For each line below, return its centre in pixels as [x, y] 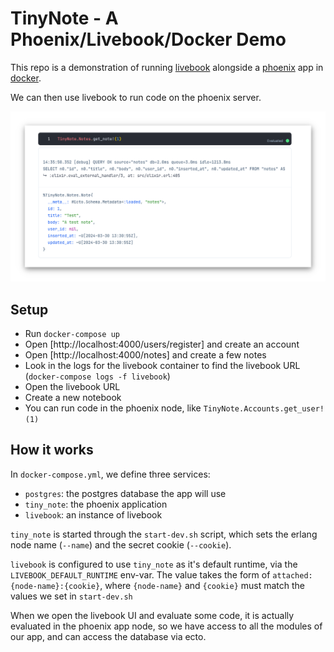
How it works [52, 450]
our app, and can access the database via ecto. [108, 636]
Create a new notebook [73, 397]
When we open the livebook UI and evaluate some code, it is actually [152, 615]
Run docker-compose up [72, 333]
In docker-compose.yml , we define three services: [110, 474]
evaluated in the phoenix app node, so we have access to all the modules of [166, 626]
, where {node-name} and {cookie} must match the [202, 585]
